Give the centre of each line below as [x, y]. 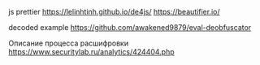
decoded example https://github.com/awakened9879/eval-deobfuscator [130, 27]
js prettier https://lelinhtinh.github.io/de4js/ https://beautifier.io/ [114, 12]
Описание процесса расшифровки [68, 43]
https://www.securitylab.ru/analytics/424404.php [91, 52]
